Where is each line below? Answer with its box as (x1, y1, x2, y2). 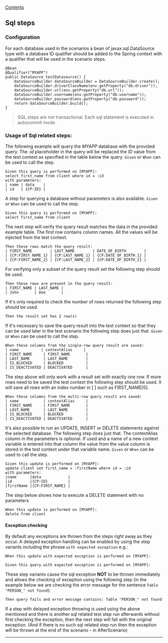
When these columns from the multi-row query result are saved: (5, 394, 142, 399)
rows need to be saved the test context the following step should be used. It (5, 379, 161, 385)
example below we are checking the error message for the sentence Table (5, 582, 158, 588)
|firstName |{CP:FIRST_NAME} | (5, 483, 70, 488)
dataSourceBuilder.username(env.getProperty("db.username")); (14, 92, 146, 97)
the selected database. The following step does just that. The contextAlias (5, 430, 158, 436)
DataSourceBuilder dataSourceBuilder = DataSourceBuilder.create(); (14, 79, 160, 84)
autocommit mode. (17, 119, 56, 125)
